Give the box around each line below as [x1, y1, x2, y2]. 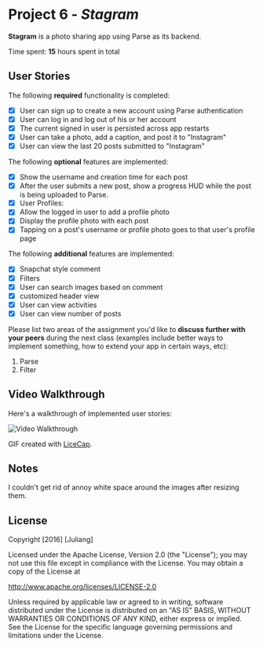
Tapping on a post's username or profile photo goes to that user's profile [19, 225, 255, 234]
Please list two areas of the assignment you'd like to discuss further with [8, 324, 246, 334]
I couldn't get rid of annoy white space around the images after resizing [8, 482, 239, 493]
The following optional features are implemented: [8, 157, 169, 167]
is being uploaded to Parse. [19, 190, 108, 200]
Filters [19, 273, 41, 282]
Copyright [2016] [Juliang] [8, 535, 93, 544]
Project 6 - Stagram [8, 6, 139, 24]
